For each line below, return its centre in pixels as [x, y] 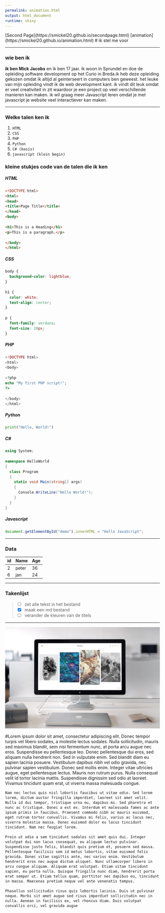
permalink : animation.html [33, 10]
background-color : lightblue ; [40, 277]
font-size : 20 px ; [27, 328]
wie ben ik [17, 58]
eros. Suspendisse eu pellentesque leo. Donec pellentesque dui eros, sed [79, 752]
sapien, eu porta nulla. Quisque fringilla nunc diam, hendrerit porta [80, 871]
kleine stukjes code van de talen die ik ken [56, 166]
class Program [24, 471]
